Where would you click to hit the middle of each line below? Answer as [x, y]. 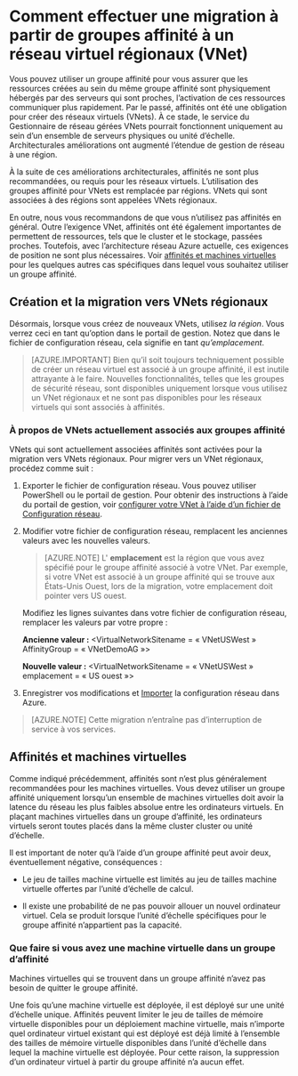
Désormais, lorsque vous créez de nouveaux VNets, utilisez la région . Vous [147, 323]
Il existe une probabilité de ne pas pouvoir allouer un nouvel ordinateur [151, 906]
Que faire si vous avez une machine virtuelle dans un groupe [142, 948]
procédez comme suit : [51, 468]
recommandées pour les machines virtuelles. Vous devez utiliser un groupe [147, 788]
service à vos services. [73, 729]
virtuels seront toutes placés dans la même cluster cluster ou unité [131, 826]
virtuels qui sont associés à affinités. [98, 407]
